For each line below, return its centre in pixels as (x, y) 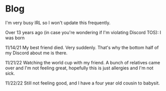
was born (15, 38)
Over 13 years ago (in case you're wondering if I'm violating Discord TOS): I (83, 32)
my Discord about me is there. (36, 53)
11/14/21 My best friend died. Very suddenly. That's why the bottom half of (82, 47)
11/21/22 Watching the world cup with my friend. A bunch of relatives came (83, 62)
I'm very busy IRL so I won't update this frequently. (58, 23)
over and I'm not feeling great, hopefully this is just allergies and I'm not (79, 68)
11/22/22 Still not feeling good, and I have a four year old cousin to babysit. (82, 83)
